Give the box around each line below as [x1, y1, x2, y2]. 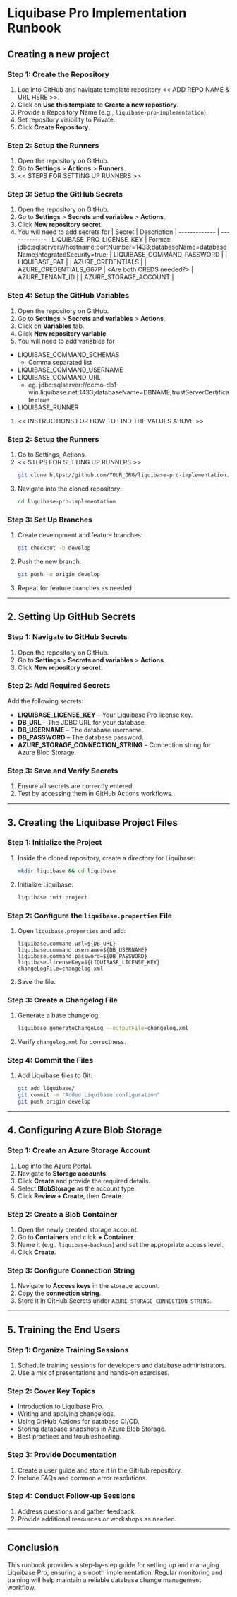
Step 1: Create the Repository [7, 69, 109, 79]
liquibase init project [17, 894, 88, 901]
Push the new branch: [17, 557, 82, 566]
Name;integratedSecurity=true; [17, 250, 109, 259]
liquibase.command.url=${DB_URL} [17, 940, 116, 947]
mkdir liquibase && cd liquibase [17, 867, 116, 874]
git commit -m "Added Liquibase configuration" [17, 1092, 160, 1099]
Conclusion [7, 1542, 59, 1554]
